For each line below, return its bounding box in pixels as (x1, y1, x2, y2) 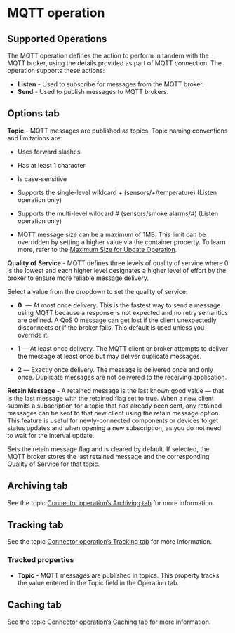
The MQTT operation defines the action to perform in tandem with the (7, 51, 209, 60)
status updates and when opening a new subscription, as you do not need (7, 423, 222, 432)
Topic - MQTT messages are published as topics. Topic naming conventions (7, 126, 228, 135)
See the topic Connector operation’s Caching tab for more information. (7, 618, 211, 626)
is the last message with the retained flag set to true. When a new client (7, 394, 214, 402)
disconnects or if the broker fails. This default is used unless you (17, 323, 205, 331)
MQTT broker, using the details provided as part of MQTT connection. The (7, 59, 222, 67)
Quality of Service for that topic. (7, 460, 100, 468)
